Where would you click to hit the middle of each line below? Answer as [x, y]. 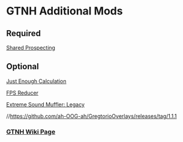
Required [23, 33]
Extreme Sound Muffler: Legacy [46, 104]
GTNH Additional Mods [64, 11]
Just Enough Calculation [36, 81]
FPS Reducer [22, 93]
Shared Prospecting [31, 48]
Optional [22, 66]
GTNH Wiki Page [31, 132]
